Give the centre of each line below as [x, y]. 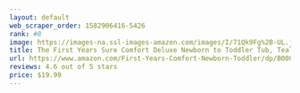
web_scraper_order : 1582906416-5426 [77, 26]
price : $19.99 [36, 75]
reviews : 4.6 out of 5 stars [63, 67]
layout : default [39, 17]
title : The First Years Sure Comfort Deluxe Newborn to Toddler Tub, [142, 50]
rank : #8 [25, 34]
